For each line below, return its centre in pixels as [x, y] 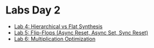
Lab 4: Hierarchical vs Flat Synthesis [58, 26]
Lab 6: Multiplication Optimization [55, 39]
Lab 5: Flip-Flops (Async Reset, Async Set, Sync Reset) [81, 32]
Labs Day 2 [33, 10]
